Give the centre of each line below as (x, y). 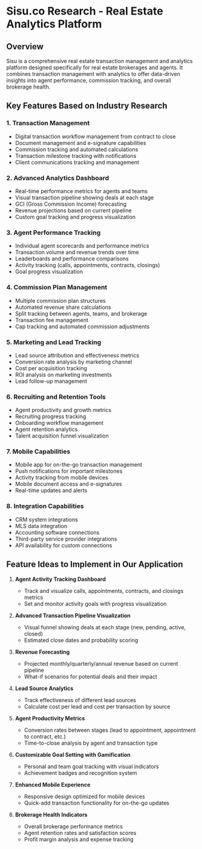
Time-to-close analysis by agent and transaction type (91, 743)
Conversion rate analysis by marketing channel (73, 362)
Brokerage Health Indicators (51, 814)
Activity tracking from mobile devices (62, 478)
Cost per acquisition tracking (51, 368)
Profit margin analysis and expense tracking (79, 839)
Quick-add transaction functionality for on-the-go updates (97, 803)
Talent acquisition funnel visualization (62, 436)
